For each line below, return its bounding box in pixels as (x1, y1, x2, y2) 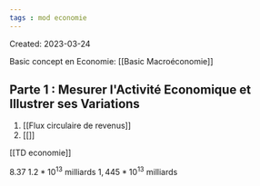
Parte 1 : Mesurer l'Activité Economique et (9, 83, 252, 98)
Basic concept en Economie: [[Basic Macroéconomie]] (9, 55, 214, 66)
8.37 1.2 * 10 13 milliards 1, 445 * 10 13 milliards (9, 165, 178, 178)
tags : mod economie (9, 13, 88, 23)
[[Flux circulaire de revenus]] (22, 120, 132, 132)
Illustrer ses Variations (9, 96, 141, 112)
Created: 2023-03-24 (9, 38, 91, 49)
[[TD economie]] (9, 147, 72, 159)
